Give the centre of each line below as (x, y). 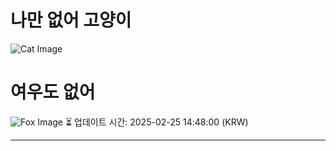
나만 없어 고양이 (71, 20)
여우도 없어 (53, 92)
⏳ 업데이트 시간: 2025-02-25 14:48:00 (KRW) (156, 122)
